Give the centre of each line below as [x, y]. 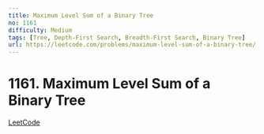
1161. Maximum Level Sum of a [109, 84]
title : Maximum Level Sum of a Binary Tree [81, 15]
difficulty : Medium [40, 30]
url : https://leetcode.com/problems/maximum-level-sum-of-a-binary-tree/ [132, 45]
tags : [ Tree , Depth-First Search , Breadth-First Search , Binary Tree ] [127, 37]
